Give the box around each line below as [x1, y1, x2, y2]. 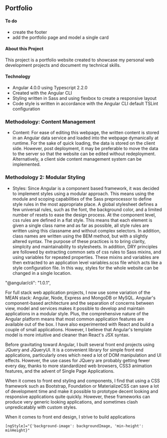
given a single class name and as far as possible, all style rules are [12, 222, 150, 228]
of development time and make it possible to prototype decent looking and [5, 388, 159, 394]
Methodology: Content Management [5, 118, 96, 125]
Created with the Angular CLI [12, 90, 72, 96]
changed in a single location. [12, 270, 72, 276]
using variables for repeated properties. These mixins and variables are [12, 254, 160, 260]
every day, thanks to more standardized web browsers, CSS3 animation [5, 363, 153, 369]
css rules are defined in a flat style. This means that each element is [12, 217, 153, 223]
